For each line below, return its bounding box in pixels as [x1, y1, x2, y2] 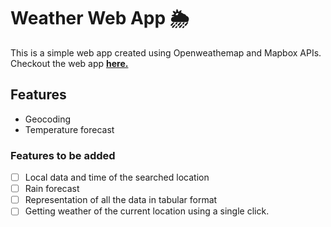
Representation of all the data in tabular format [24, 194, 218, 206]
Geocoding [24, 113, 72, 125]
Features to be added [10, 148, 116, 162]
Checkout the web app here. [10, 57, 129, 69]
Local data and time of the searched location [24, 171, 210, 184]
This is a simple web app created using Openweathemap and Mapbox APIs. [10, 46, 322, 59]
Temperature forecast [24, 123, 115, 135]
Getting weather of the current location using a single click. [24, 205, 270, 217]
